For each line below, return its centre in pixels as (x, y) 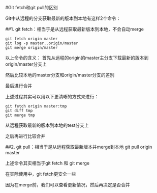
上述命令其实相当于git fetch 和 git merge (48, 163)
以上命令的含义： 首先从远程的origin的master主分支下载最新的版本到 (77, 58)
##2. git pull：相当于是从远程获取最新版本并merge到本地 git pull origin (79, 147)
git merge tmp (20, 115)
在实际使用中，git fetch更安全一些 (41, 174)
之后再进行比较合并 (25, 136)
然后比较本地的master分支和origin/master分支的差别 (60, 75)
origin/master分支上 (26, 64)
